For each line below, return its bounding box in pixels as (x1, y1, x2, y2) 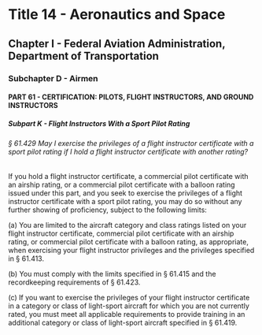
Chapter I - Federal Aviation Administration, (8, 37, 226, 50)
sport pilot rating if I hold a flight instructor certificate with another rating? (8, 147, 249, 157)
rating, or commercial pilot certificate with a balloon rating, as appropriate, (8, 236, 249, 246)
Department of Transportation (8, 49, 160, 62)
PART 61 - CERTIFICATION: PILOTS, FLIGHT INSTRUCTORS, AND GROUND (8, 92, 254, 102)
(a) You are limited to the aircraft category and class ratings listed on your (8, 220, 247, 229)
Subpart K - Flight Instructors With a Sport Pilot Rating (8, 118, 190, 128)
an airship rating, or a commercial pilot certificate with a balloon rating (8, 180, 235, 189)
